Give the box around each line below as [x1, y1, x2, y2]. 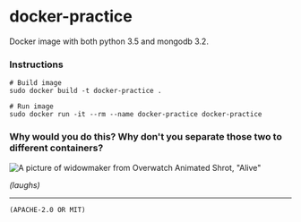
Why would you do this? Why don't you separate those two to [9, 131, 282, 143]
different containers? [9, 141, 104, 154]
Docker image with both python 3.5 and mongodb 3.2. [9, 36, 209, 47]
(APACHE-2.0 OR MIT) [9, 205, 87, 214]
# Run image [9, 102, 54, 111]
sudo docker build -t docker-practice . [9, 87, 163, 96]
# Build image [9, 79, 63, 88]
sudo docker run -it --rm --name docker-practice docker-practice [9, 110, 262, 119]
